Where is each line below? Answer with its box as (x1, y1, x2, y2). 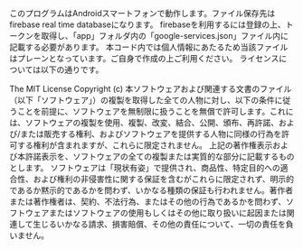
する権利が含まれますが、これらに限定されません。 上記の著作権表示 (16, 140, 273, 151)
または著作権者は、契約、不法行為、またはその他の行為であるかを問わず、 (9, 197, 287, 207)
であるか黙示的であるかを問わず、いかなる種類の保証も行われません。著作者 (9, 185, 294, 196)
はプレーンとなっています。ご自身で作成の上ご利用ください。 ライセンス (9, 53, 279, 63)
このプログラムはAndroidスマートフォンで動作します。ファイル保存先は (9, 8, 276, 18)
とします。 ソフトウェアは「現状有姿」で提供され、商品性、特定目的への (9, 162, 280, 173)
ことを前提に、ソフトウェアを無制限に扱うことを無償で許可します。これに (16, 106, 294, 116)
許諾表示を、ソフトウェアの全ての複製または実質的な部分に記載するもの (24, 152, 295, 161)
